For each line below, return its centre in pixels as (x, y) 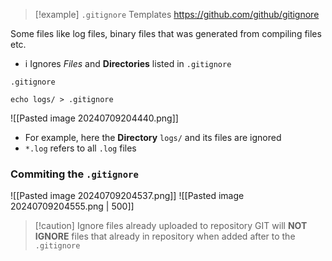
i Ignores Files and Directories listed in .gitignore (128, 63)
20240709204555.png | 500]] (72, 206)
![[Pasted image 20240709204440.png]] (94, 118)
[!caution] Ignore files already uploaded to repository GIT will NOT (171, 226)
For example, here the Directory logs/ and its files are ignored (153, 137)
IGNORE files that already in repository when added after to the (165, 236)
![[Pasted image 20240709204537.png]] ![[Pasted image (127, 196)
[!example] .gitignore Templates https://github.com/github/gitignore (177, 14)
